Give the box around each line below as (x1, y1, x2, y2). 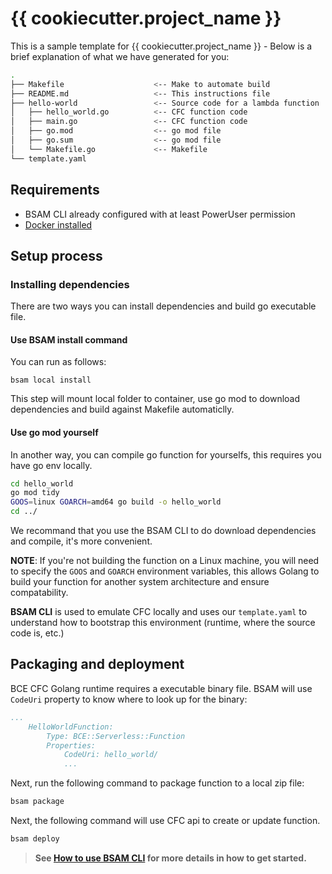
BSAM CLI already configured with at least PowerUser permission (24, 208, 296, 220)
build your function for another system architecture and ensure (10, 576, 270, 588)
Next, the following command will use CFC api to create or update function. (10, 815, 321, 827)
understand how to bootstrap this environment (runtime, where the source (10, 617, 316, 629)
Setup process (10, 247, 103, 264)
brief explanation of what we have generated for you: (10, 50, 230, 62)
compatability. (10, 587, 69, 599)
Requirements (10, 182, 100, 199)
